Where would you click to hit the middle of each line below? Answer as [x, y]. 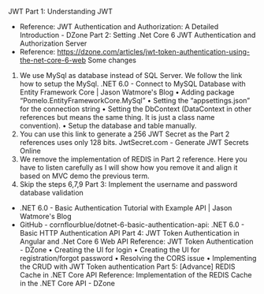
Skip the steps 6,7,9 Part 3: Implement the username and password [128, 184]
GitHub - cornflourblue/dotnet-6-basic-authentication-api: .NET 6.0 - [132, 225]
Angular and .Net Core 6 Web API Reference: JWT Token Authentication [136, 241]
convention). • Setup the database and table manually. [108, 126]
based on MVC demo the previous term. [84, 176]
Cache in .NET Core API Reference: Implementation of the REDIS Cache [136, 275]
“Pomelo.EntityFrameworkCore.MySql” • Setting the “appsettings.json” [135, 100]
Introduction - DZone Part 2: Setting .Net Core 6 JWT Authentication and [138, 35]
